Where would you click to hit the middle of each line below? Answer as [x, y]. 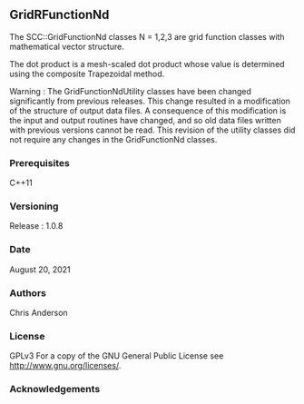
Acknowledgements [55, 389]
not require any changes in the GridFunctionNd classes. [113, 139]
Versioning [34, 206]
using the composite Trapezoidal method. [87, 74]
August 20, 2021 [40, 269]
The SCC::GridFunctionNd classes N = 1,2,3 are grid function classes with [147, 36]
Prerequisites [39, 163]
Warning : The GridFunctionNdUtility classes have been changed [131, 91]
